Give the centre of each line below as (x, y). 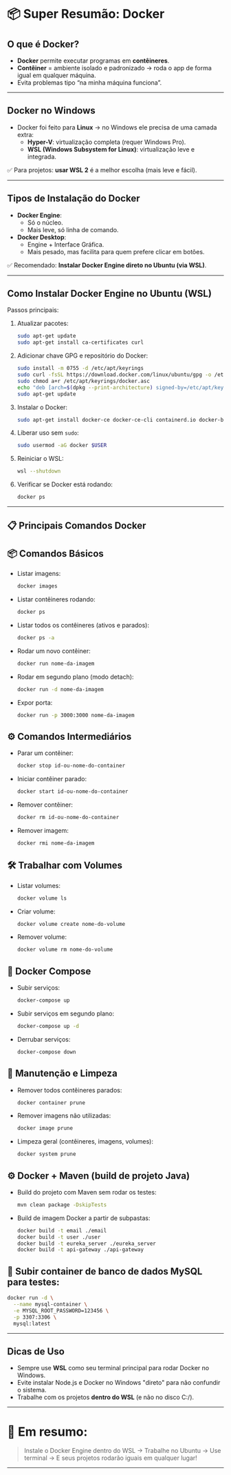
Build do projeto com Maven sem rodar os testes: (87, 1192)
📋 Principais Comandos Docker (77, 526)
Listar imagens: (39, 574)
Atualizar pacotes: (43, 323)
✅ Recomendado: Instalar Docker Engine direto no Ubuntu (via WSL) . (107, 265)
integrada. (42, 156)
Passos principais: (33, 310)
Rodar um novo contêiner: (54, 651)
